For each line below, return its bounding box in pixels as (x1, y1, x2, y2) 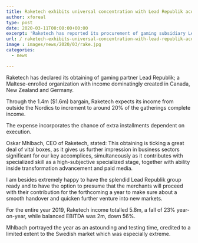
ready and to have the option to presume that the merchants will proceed (6, 182, 184, 189)
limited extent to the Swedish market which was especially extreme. (6, 230, 171, 237)
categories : (6, 47, 35, 53)
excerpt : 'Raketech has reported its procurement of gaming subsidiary (6, 31, 186, 37)
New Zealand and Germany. (6, 86, 74, 93)
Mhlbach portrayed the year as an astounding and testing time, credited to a (6, 224, 191, 231)
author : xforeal (6, 14, 46, 20)
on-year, (6, 212, 27, 219)
